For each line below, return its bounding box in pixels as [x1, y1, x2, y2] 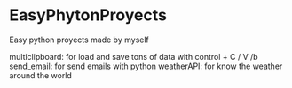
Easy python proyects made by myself [9, 34, 149, 45]
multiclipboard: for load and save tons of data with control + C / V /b [9, 51, 259, 62]
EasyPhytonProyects [9, 5, 167, 26]
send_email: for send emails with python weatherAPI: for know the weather [9, 61, 283, 71]
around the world [9, 70, 73, 80]
